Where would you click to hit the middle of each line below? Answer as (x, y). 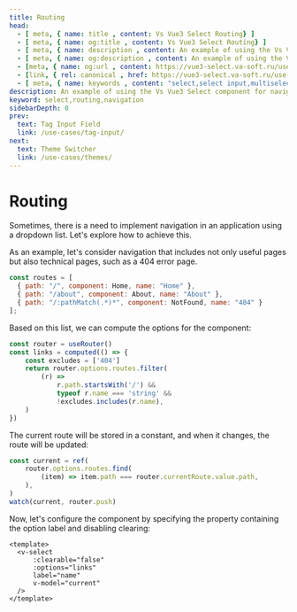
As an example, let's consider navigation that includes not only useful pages (148, 252)
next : (19, 141)
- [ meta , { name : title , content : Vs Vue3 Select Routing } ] (136, 34)
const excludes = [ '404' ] (73, 360)
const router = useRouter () (61, 344)
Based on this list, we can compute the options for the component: (130, 328)
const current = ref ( (49, 461)
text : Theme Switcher (57, 149)
